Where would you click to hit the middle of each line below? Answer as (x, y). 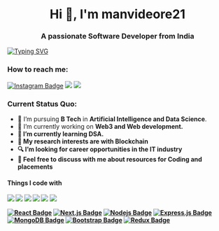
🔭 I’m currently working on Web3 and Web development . (100, 127)
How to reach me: (38, 69)
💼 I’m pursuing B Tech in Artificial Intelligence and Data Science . (112, 119)
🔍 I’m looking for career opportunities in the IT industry (100, 149)
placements (35, 167)
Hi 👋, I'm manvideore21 (118, 14)
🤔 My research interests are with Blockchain (83, 141)
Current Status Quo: (42, 104)
